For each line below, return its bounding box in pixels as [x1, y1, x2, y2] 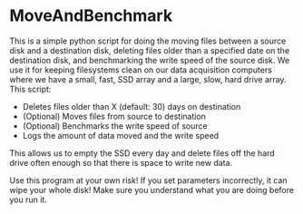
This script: [9, 83, 52, 94]
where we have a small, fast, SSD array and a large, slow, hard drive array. [9, 73, 287, 84]
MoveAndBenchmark [9, 5, 173, 26]
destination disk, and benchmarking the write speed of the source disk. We [9, 54, 290, 65]
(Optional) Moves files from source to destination [22, 111, 207, 122]
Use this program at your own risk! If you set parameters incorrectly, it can [9, 174, 288, 186]
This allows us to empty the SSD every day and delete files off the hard [9, 147, 275, 159]
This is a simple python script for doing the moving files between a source [9, 35, 287, 46]
